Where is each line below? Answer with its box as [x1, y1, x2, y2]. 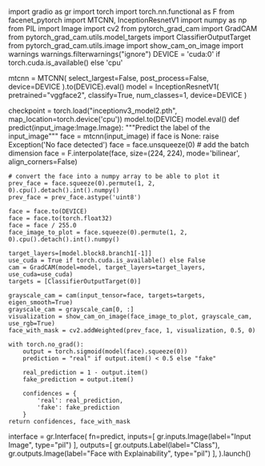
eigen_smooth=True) [8, 299, 74, 307]
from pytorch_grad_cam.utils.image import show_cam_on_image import [8, 41, 244, 50]
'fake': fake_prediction [37, 404, 120, 412]
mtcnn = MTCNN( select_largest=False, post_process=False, [8, 74, 210, 82]
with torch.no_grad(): [8, 340, 84, 348]
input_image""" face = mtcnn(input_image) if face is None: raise [8, 131, 219, 141]
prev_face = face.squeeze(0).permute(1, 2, [8, 179, 156, 187]
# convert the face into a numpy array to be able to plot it [8, 172, 220, 180]
